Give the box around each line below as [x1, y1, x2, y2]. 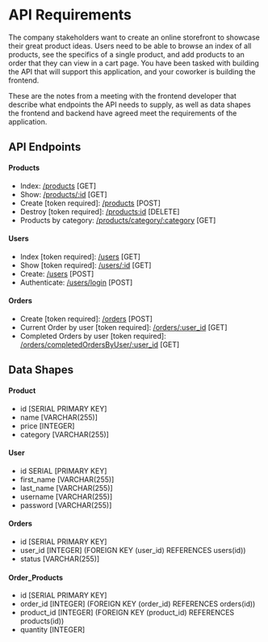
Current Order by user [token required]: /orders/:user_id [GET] [19, 322, 228, 332]
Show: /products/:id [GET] [19, 189, 107, 199]
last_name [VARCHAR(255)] [19, 483, 113, 492]
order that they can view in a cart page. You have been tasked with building [8, 58, 260, 68]
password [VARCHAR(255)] [19, 500, 112, 510]
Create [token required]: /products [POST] [19, 198, 161, 208]
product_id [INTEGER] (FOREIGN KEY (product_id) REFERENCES [19, 608, 235, 618]
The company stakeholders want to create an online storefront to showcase [8, 32, 261, 42]
